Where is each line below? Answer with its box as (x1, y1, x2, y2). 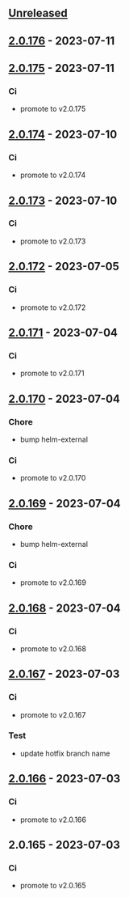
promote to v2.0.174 (19, 170, 86, 180)
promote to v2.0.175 (19, 104, 86, 114)
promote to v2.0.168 (19, 643, 87, 654)
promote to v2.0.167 (19, 710, 86, 719)
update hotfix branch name (19, 748, 110, 758)
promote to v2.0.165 (19, 881, 86, 891)
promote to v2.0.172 (19, 303, 86, 312)
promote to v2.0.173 (19, 236, 86, 246)
